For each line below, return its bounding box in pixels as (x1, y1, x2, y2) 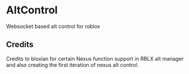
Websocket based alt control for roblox (6, 23, 100, 30)
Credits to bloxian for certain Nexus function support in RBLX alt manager (6, 55, 184, 62)
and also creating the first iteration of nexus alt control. (6, 61, 139, 68)
